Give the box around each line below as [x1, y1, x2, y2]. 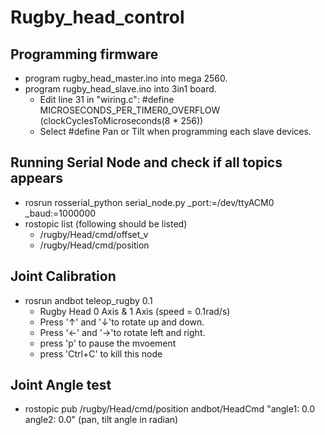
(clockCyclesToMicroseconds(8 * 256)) [39, 115, 204, 126]
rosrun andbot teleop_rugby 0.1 [24, 294, 153, 306]
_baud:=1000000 [24, 207, 97, 219]
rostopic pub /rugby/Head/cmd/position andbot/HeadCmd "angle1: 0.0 [24, 403, 316, 415]
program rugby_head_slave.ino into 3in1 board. [24, 83, 217, 95]
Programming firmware [10, 46, 159, 63]
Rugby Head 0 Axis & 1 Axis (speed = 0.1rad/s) [39, 305, 231, 317]
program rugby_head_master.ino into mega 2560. [24, 72, 228, 84]
